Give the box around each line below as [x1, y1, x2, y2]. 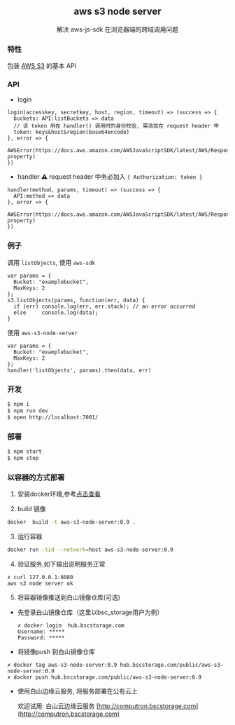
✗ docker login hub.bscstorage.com [17, 622, 124, 629]
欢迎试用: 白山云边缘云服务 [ [17, 701, 99, 710]
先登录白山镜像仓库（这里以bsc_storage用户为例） [17, 608, 164, 616]
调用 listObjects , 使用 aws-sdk [7, 258, 96, 266]
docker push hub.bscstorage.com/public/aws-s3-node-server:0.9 [13, 673, 201, 681]
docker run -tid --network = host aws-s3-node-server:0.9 [7, 546, 173, 553]
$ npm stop [7, 454, 39, 461]
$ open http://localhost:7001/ [7, 414, 99, 421]
